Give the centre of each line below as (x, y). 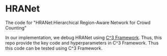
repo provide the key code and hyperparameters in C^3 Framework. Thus (82, 42)
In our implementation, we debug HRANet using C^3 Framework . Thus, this (83, 37)
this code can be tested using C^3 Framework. (54, 48)
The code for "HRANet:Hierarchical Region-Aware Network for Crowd (78, 22)
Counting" (16, 27)
